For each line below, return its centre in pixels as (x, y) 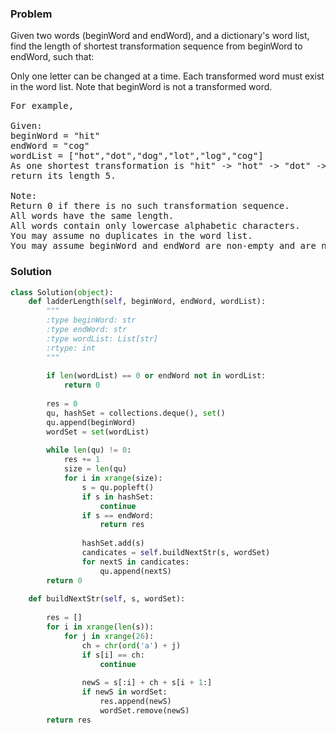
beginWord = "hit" (55, 136)
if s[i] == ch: (113, 655)
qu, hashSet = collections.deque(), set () (136, 413)
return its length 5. (63, 176)
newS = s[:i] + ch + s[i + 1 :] (147, 683)
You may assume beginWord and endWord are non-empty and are (163, 246)
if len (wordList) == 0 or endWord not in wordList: (156, 376)
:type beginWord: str (91, 320)
